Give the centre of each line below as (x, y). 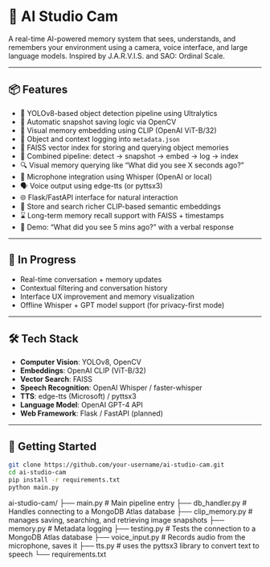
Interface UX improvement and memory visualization (107, 296)
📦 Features (38, 90)
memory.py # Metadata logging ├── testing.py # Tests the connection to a (132, 528)
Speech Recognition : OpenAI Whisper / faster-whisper (111, 388)
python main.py (34, 487)
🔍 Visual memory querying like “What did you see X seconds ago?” (132, 165)
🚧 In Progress (42, 260)
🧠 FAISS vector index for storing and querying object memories (124, 147)
